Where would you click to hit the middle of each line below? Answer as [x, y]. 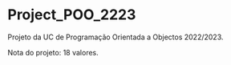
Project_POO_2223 [72, 15]
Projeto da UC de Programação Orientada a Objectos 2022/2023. [115, 37]
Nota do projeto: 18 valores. [53, 52]
